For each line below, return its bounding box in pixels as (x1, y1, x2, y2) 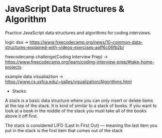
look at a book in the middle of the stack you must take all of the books (5, 108, 146, 114)
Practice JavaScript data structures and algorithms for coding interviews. (5, 30, 151, 35)
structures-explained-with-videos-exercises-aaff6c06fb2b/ (5, 44, 125, 50)
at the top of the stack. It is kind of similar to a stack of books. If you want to (5, 103, 157, 108)
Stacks (12, 88, 26, 94)
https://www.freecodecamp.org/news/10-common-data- (29, 39, 143, 45)
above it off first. (5, 113, 38, 119)
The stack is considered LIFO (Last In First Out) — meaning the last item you (5, 122, 158, 128)
